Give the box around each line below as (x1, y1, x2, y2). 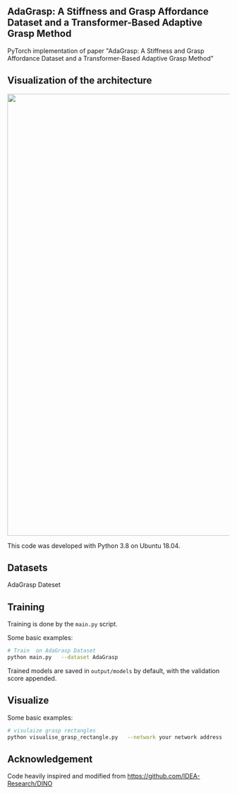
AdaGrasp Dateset (7, 580, 61, 589)
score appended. (7, 675, 57, 682)
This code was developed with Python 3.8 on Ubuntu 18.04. (7, 541, 181, 550)
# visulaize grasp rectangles (7, 727, 97, 734)
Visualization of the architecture (7, 74, 152, 87)
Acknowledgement (7, 753, 93, 765)
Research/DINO (7, 779, 53, 788)
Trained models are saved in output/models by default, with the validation (7, 667, 220, 675)
